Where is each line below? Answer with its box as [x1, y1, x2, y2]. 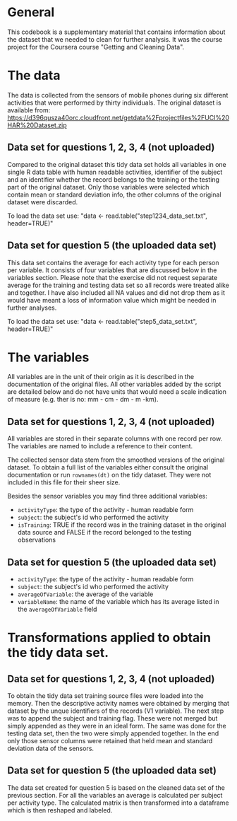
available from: [7, 105, 51, 114]
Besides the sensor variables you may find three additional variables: [7, 492, 208, 501]
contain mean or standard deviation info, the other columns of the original [7, 190, 221, 199]
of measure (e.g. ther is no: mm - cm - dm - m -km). [7, 395, 159, 404]
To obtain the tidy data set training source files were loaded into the [7, 692, 204, 700]
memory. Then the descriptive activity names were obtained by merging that [7, 699, 230, 708]
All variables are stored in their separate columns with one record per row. [7, 434, 223, 443]
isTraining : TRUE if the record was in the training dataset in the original [17, 520, 226, 529]
